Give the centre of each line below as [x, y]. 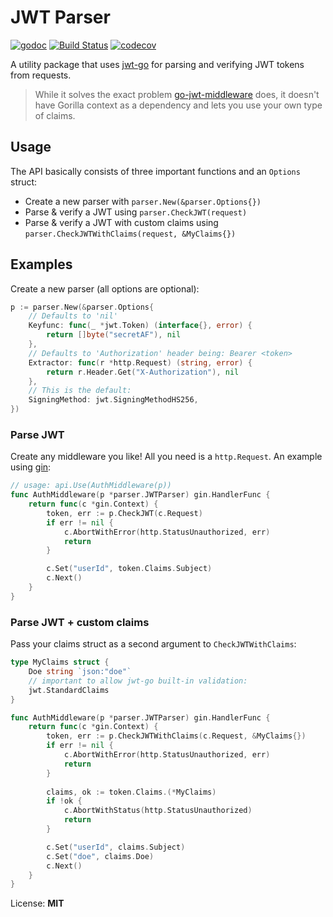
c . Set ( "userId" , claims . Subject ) [116, 847]
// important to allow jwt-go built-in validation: [138, 681]
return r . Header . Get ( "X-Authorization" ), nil [143, 372]
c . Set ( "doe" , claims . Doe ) [100, 856]
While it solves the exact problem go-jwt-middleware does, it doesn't [177, 94]
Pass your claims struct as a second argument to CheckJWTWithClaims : [153, 644]
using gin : [31, 467]
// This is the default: [80, 391]
